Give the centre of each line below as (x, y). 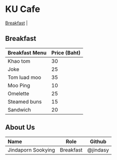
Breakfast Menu (27, 52)
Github (98, 142)
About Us (20, 127)
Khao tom (19, 61)
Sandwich (19, 110)
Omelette (18, 93)
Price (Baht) (66, 52)
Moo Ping (19, 85)
